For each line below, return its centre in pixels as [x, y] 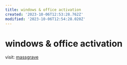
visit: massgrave [22, 57]
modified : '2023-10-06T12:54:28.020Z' [45, 19]
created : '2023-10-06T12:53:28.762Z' [44, 14]
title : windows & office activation [43, 10]
